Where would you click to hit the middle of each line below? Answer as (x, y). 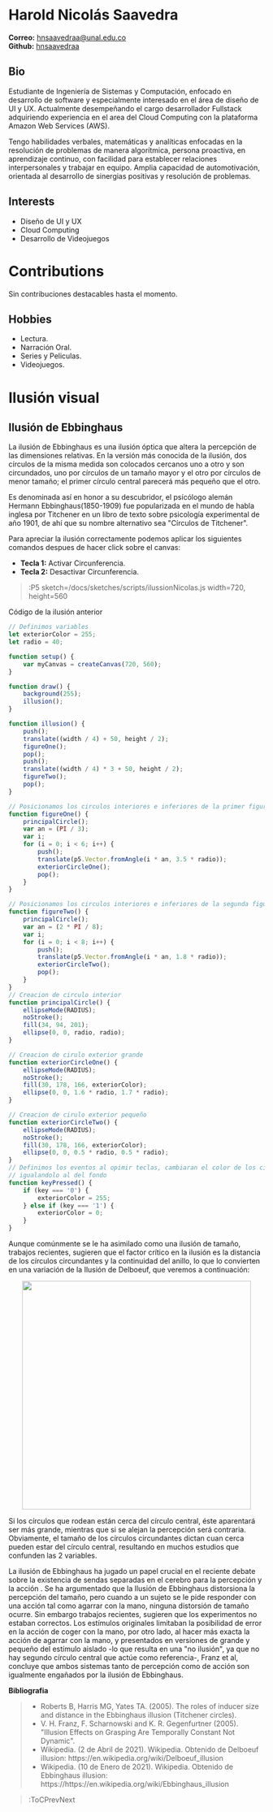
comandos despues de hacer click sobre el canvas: (95, 548)
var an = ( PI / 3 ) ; (56, 829)
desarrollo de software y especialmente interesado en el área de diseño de (134, 100)
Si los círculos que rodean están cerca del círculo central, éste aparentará (132, 1521)
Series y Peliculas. (51, 356)
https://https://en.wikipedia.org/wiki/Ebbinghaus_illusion (135, 1784)
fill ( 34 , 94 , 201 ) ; (56, 1025)
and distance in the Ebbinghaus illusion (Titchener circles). (139, 1715)
